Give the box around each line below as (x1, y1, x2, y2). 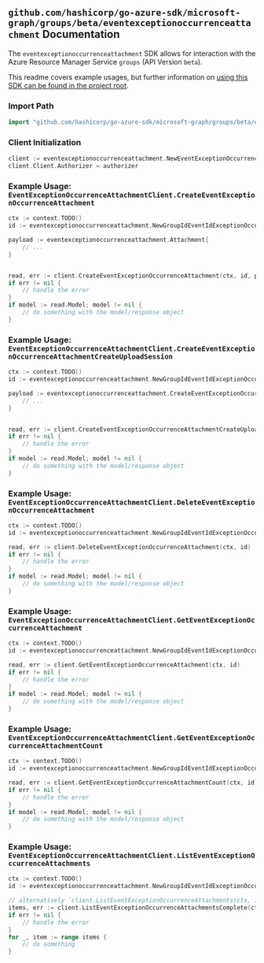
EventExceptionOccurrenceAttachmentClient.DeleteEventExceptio (8, 497, 255, 507)
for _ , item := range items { (8, 933, 108, 941)
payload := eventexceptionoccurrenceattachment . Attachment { (8, 236, 210, 244)
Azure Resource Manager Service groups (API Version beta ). (8, 57, 203, 66)
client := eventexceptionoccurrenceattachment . (8, 154, 167, 163)
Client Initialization (8, 136, 82, 147)
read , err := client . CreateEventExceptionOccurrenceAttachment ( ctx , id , (8, 272, 251, 280)
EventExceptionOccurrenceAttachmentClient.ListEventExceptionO (8, 851, 255, 861)
